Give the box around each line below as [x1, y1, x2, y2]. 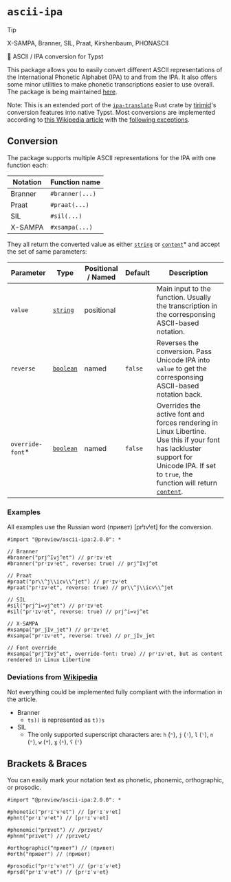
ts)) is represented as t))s [27, 716, 105, 724]
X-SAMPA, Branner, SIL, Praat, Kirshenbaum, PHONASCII [7, 38, 169, 47]
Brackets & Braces [7, 758, 87, 769]
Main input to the [156, 284, 211, 294]
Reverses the [156, 338, 199, 347]
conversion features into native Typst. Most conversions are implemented [7, 108, 215, 116]
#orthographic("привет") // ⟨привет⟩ [7, 845, 115, 852]
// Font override [7, 645, 57, 652]
